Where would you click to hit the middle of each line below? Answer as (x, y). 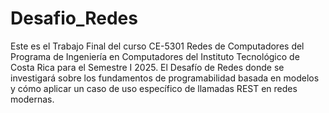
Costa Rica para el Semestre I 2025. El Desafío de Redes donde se (147, 67)
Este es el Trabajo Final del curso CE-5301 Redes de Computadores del (157, 46)
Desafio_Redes (74, 18)
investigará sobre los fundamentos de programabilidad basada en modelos (165, 78)
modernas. (32, 99)
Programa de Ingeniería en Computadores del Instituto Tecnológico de (155, 56)
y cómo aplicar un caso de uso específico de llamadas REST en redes (154, 88)
